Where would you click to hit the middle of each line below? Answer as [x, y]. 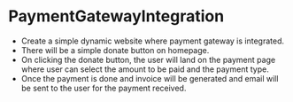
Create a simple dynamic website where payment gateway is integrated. [153, 41]
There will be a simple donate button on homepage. [115, 50]
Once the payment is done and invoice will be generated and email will [150, 78]
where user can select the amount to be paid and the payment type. [145, 69]
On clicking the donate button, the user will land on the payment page [148, 59]
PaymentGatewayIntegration [116, 16]
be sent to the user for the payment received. [104, 88]
